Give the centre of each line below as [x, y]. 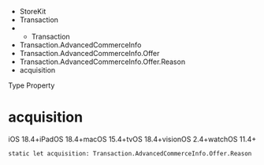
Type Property [32, 85]
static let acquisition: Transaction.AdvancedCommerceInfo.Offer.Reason [130, 153]
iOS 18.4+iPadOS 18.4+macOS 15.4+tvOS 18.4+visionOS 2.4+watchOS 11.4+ [132, 139]
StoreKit [33, 11]
